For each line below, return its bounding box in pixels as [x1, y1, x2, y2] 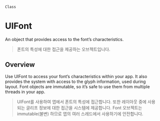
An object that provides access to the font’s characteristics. [5, 36, 124, 42]
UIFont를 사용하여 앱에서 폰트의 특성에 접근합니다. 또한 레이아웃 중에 [16, 99, 147, 105]
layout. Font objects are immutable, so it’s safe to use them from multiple [5, 83, 150, 89]
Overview [5, 61, 35, 69]
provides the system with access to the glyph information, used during [5, 79, 146, 84]
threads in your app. [5, 89, 46, 94]
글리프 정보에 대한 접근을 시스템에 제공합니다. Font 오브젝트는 [26, 105, 143, 110]
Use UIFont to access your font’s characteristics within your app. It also [5, 73, 147, 79]
